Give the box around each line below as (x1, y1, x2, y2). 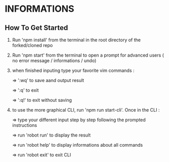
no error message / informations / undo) (12, 58, 97, 64)
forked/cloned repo (12, 42, 53, 48)
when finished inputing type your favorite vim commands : (12, 67, 135, 73)
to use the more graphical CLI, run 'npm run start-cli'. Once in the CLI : (12, 107, 160, 113)
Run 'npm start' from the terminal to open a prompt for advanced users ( (12, 52, 164, 58)
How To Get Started (5, 23, 68, 32)
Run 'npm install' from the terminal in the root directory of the (12, 37, 141, 43)
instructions (12, 122, 38, 128)
